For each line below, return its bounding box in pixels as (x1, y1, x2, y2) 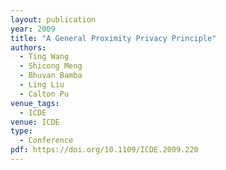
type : (10, 126, 33, 136)
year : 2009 (10, 24, 56, 34)
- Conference (19, 136, 74, 146)
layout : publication (10, 14, 97, 25)
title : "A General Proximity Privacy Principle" (10, 33, 217, 43)
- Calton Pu (19, 89, 70, 99)
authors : (10, 42, 47, 53)
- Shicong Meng (19, 61, 83, 71)
